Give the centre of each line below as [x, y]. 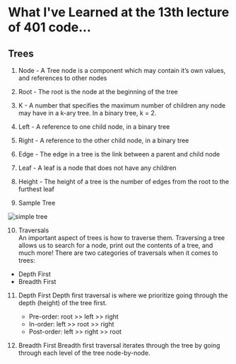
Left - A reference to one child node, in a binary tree [94, 127]
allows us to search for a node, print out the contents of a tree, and [116, 245]
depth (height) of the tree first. [63, 303]
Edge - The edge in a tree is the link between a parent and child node [119, 154]
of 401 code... [49, 27]
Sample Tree [37, 203]
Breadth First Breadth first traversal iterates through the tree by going [119, 345]
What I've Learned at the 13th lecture [119, 12]
